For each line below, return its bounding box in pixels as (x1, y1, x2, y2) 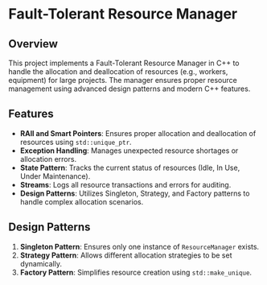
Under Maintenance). (19, 171, 91, 181)
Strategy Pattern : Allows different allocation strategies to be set (19, 250, 232, 260)
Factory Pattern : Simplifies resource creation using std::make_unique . (19, 267, 252, 277)
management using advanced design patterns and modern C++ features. (8, 84, 251, 93)
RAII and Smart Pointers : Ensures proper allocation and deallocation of (19, 128, 257, 138)
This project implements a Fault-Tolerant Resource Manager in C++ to (8, 58, 240, 68)
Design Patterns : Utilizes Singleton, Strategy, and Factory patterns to (19, 188, 250, 198)
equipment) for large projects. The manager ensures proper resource (8, 76, 237, 85)
